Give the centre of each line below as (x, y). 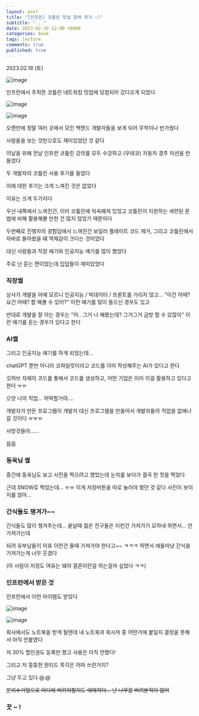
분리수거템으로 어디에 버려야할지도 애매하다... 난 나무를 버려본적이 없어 (88, 690)
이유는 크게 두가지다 (29, 198)
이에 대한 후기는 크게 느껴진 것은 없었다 (51, 185)
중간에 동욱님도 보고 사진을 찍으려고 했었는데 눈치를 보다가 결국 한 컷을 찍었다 (96, 474)
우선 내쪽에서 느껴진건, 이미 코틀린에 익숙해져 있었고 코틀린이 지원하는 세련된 (95, 211)
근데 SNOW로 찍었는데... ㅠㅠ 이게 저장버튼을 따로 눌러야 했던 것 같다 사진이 (94, 487)
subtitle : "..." (26, 23)
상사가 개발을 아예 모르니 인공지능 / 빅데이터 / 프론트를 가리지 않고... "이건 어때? (98, 295)
